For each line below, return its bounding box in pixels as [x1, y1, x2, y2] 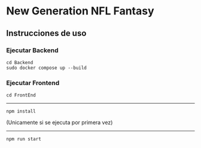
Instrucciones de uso [6, 28, 87, 38]
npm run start [6, 136, 42, 142]
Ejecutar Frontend [6, 78, 60, 87]
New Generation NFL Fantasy [6, 4, 154, 18]
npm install [6, 108, 36, 114]
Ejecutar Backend [6, 46, 59, 55]
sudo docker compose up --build [6, 65, 87, 71]
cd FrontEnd [6, 92, 36, 98]
